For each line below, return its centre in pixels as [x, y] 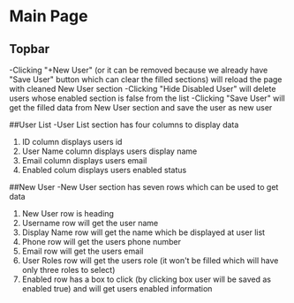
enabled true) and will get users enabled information [117, 288]
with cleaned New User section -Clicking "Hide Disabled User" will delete [143, 89]
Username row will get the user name [90, 223]
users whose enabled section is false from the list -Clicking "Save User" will [147, 98]
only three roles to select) [68, 270]
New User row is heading [68, 213]
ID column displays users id [72, 142]
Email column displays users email [84, 160]
